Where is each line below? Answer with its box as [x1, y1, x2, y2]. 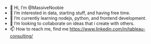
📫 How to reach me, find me [9, 26, 69, 32]
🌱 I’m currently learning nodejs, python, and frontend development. [9, 15, 147, 21]
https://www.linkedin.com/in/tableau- [70, 26, 146, 32]
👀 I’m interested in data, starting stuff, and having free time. [9, 10, 131, 16]
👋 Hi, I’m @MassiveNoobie [9, 5, 64, 10]
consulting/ [9, 33, 33, 39]
